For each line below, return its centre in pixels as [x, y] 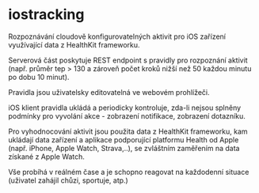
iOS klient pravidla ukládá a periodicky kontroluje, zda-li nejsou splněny [125, 108]
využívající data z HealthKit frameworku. [74, 44]
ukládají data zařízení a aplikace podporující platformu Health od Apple [124, 139]
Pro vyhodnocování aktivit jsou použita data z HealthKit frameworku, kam [128, 131]
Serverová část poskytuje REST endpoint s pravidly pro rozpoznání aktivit [128, 60]
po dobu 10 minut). [39, 77]
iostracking [46, 15]
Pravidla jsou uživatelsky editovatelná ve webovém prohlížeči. [109, 92]
